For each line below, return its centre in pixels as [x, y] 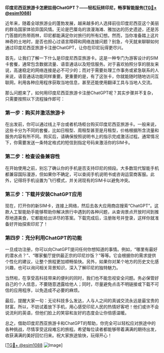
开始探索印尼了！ [31, 224]
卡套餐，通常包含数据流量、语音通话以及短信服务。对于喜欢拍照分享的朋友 [80, 64]
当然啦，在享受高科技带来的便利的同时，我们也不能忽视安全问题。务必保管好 [82, 278]
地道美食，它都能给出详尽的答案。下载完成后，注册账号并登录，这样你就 [82, 218]
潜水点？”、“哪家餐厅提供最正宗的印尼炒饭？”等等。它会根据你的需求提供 [82, 255]
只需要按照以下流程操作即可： [35, 99]
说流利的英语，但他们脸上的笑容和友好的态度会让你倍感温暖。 [67, 313]
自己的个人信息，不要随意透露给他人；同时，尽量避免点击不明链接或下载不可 [82, 284]
